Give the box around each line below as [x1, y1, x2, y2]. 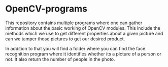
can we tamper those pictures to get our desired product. [5, 36, 125, 42]
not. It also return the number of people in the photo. [5, 56, 115, 62]
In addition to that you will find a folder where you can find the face [5, 45, 146, 51]
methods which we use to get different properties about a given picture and [5, 30, 163, 36]
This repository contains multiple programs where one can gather [5, 20, 143, 26]
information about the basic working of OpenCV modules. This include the [5, 25, 161, 31]
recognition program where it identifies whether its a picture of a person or [5, 51, 161, 57]
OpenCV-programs [5, 3, 88, 15]
